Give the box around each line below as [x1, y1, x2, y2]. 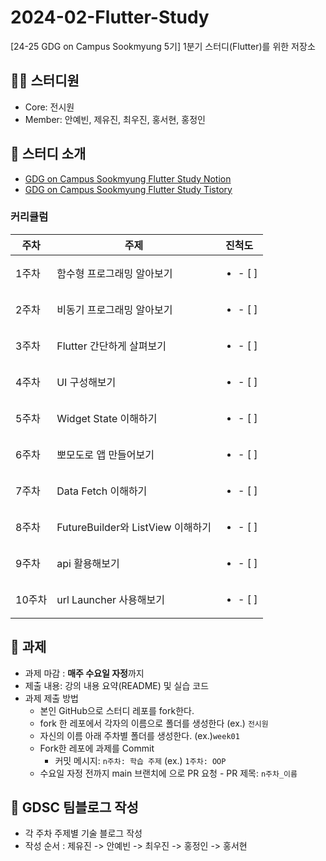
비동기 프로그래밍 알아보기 [56, 302, 173, 316]
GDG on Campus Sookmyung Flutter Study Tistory [24, 183, 233, 195]
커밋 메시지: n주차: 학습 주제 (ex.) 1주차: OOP [54, 754, 227, 766]
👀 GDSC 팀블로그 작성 [10, 799, 139, 816]
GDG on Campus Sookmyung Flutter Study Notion [24, 172, 232, 185]
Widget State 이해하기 [56, 411, 158, 425]
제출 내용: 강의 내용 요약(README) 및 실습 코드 [24, 679, 210, 691]
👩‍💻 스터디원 [10, 72, 80, 90]
